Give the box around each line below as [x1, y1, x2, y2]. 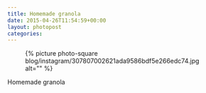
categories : [7, 30, 43, 37]
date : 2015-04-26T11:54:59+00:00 [7, 17, 107, 24]
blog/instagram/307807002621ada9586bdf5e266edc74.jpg [25, 57, 200, 66]
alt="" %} [25, 64, 53, 73]
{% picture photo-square [25, 49, 98, 58]
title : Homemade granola [7, 10, 81, 18]
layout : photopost [7, 23, 62, 30]
